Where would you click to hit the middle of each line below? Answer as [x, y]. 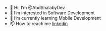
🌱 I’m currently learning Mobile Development [55, 18]
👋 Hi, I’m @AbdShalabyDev [37, 8]
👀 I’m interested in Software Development [52, 13]
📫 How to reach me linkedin [39, 24]
